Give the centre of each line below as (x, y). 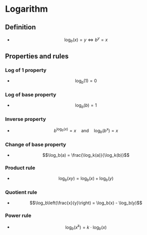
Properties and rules (37, 56)
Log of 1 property (26, 70)
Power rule (18, 215)
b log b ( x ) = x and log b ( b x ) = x (86, 131)
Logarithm (26, 9)
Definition (20, 27)
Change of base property (36, 144)
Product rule (20, 168)
